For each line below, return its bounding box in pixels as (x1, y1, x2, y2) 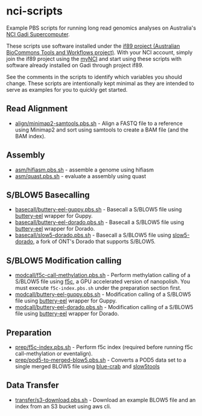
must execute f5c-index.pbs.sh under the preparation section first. (14, 284, 182, 292)
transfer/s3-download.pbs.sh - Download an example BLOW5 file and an (14, 396, 196, 403)
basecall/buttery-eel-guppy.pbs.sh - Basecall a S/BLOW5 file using (14, 206, 182, 213)
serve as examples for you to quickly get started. (6, 86, 128, 93)
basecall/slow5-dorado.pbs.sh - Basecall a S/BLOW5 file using (14, 231, 172, 239)
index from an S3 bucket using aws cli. (14, 403, 112, 410)
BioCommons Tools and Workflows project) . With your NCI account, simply (6, 48, 193, 56)
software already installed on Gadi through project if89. (6, 62, 144, 69)
